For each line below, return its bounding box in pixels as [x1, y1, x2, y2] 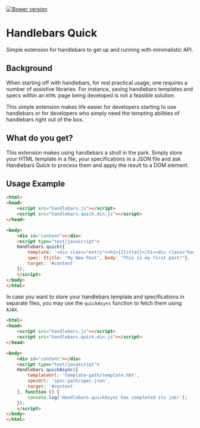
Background [6, 63, 52, 74]
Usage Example [6, 178, 65, 188]
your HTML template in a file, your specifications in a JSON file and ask [6, 155, 181, 162]
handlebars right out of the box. [6, 116, 84, 123]
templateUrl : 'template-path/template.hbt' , [27, 372, 140, 379]
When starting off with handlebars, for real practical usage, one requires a [6, 79, 187, 86]
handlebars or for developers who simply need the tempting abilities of [6, 109, 180, 117]
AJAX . [6, 306, 19, 313]
